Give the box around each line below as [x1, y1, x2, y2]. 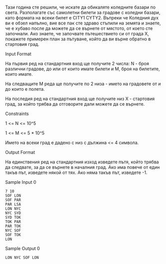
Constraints [5, 111, 29, 117]
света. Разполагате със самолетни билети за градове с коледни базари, [5, 9, 161, 15]
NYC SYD [5, 211, 21, 216]
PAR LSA [5, 202, 21, 207]
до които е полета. [5, 86, 45, 92]
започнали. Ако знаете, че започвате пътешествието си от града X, [5, 31, 150, 36]
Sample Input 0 [5, 179, 36, 185]
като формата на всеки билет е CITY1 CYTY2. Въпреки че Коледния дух [5, 15, 159, 20]
